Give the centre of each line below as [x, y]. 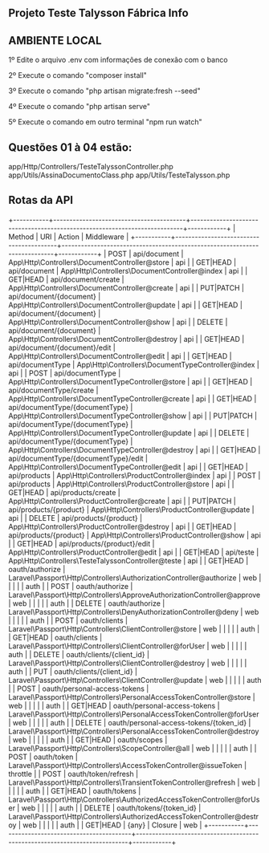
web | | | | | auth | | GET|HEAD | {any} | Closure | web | [112, 825]
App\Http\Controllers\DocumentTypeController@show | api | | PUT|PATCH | [133, 416]
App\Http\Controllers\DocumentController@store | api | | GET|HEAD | [122, 262]
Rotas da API [41, 200]
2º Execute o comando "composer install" [77, 75]
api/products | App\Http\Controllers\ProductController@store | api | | [121, 484]
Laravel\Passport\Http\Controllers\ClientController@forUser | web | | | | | [128, 646]
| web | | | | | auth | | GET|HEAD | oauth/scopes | [88, 739]
